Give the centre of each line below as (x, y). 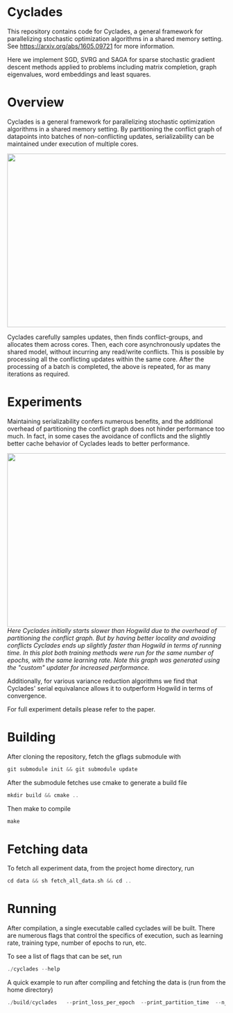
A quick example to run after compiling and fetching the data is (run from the (116, 982)
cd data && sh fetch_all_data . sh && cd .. (69, 881)
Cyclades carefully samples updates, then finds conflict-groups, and (105, 337)
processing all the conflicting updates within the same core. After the (106, 359)
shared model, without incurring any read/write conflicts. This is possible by (115, 352)
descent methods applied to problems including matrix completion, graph (112, 67)
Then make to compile (39, 808)
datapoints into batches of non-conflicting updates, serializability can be (111, 136)
